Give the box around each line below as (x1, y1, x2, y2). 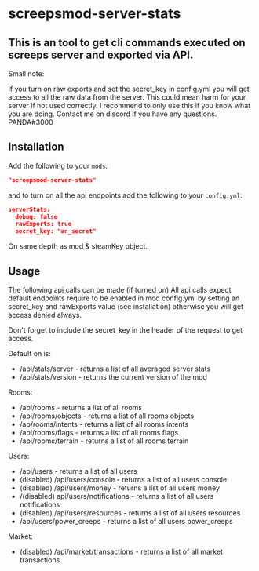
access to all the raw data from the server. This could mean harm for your (8, 93, 246, 102)
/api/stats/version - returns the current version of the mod (19, 373, 208, 381)
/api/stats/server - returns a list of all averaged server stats (19, 364, 211, 373)
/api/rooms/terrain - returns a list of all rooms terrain (19, 436, 189, 446)
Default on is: (8, 349, 51, 358)
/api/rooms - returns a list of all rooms (19, 403, 143, 412)
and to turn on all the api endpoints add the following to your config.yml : (8, 190, 243, 200)
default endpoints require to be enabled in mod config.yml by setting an (8, 293, 240, 303)
